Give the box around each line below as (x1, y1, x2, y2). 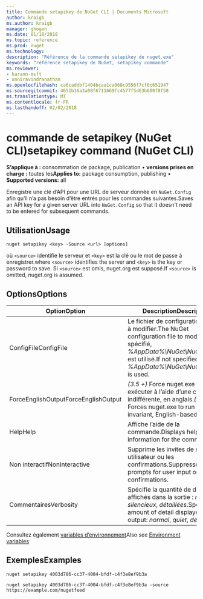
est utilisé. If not (127, 355, 171, 364)
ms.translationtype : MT (6, 93, 66, 99)
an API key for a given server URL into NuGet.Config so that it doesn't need (6, 201, 192, 209)
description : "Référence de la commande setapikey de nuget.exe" (6, 54, 174, 60)
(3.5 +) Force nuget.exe (127, 380, 195, 389)
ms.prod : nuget (6, 43, 45, 49)
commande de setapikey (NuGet (6, 131, 172, 144)
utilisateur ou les (127, 453, 175, 461)
